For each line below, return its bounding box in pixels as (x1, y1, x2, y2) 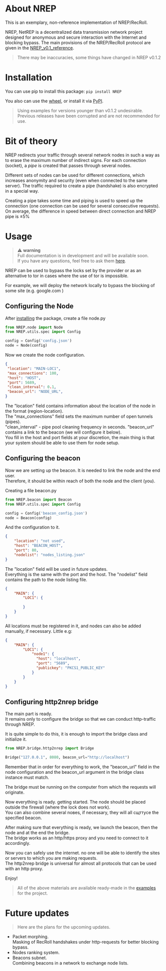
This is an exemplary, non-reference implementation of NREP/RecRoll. (5, 19, 148, 25)
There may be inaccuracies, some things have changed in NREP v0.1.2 (17, 54, 161, 60)
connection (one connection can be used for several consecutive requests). (5, 203, 160, 209)
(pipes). (5, 419, 21, 425)
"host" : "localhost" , (36, 656, 81, 661)
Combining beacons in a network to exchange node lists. (12, 960, 129, 966)
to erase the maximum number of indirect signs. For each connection (5, 157, 146, 163)
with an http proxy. (5, 865, 44, 872)
